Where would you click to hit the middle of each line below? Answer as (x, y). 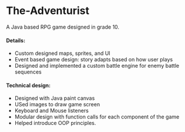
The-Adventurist (48, 11)
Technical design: (28, 85)
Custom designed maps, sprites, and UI (62, 53)
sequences (28, 72)
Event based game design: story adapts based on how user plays (94, 60)
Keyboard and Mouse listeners (52, 111)
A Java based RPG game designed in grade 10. (63, 27)
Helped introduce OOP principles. (55, 123)
